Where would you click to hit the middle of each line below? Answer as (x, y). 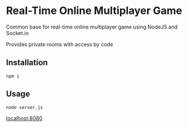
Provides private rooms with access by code (60, 44)
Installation (27, 63)
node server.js (25, 107)
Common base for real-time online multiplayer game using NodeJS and (92, 27)
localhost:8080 (24, 118)
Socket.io (18, 33)
